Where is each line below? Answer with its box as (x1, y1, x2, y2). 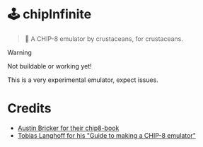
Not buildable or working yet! (7, 61, 92, 70)
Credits (7, 100, 52, 117)
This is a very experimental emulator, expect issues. (7, 76, 159, 84)
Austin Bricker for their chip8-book (17, 124, 120, 132)
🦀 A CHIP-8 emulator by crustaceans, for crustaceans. (24, 34, 184, 43)
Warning (7, 48, 32, 57)
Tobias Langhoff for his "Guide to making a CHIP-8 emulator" (17, 131, 196, 139)
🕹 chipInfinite (7, 6, 92, 23)
